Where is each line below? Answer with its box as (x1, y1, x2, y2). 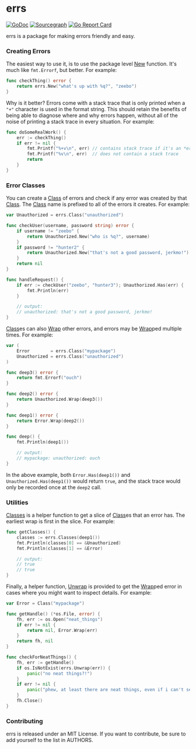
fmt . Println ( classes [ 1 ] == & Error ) (16, 545, 103, 551)
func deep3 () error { (6, 369, 59, 376)
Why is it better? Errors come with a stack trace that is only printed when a (6, 99, 185, 106)
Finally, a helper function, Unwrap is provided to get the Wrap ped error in (6, 583, 182, 590)
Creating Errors (6, 47, 51, 55)
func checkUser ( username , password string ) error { (6, 223, 134, 229)
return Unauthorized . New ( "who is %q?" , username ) (27, 233, 150, 239)
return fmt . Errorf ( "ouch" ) (16, 375, 82, 381)
